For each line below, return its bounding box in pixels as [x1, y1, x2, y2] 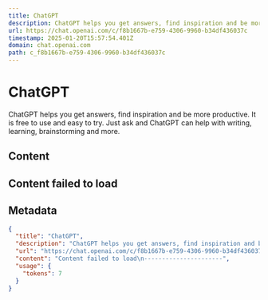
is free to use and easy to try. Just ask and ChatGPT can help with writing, [8, 117, 253, 128]
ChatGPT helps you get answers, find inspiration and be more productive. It [8, 109, 257, 119]
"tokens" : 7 [22, 269, 62, 278]
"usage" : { [15, 262, 52, 270]
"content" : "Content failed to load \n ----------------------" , [15, 255, 230, 263]
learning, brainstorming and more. [8, 126, 120, 136]
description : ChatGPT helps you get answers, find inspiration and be [8, 19, 248, 27]
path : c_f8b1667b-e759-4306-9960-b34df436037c [8, 49, 166, 57]
